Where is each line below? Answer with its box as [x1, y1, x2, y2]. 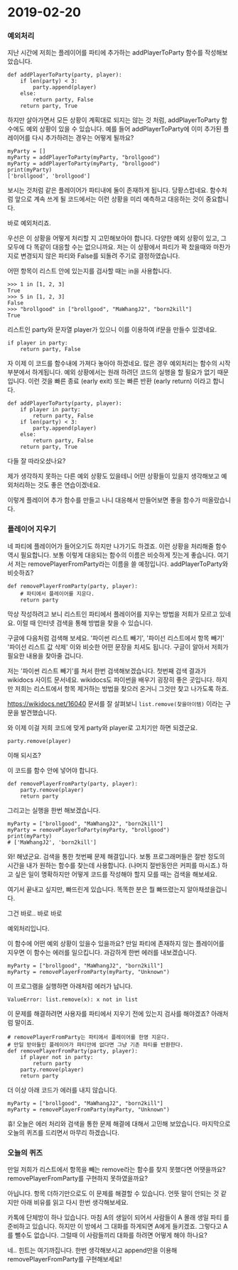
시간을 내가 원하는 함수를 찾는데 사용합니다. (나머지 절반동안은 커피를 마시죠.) [7, 861, 220, 869]
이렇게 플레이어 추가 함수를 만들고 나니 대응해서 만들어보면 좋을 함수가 [7, 496, 201, 504]
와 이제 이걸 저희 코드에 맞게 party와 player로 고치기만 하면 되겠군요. [7, 723, 198, 732]
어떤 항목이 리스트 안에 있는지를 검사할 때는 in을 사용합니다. [7, 267, 172, 276]
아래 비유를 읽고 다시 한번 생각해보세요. [20, 1198, 129, 1207]
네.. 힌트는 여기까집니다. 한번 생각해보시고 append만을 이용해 [7, 1246, 178, 1254]
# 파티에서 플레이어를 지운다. [20, 590, 94, 597]
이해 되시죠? [7, 751, 41, 759]
